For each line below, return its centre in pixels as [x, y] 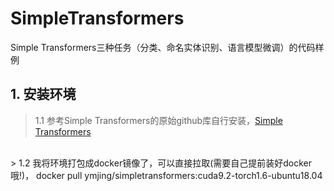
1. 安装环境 [43, 94]
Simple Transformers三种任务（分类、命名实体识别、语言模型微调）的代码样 [167, 47]
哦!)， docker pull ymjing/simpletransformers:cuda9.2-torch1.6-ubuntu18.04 [166, 175]
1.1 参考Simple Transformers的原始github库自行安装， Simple [158, 120]
